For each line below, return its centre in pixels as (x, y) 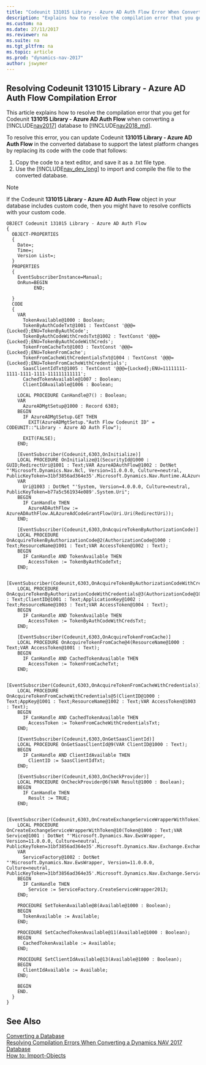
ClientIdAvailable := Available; (65, 970)
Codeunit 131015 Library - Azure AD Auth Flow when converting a (90, 119)
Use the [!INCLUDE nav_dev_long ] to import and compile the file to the (103, 169)
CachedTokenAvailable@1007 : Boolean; (72, 379)
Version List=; (37, 256)
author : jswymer (27, 63)
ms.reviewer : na (27, 35)
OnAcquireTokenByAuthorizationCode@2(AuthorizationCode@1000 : (89, 541)
